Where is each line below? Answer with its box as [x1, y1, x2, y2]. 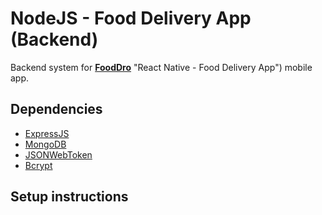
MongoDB [24, 138, 67, 150]
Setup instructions [10, 188, 129, 206]
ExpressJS [24, 127, 70, 139]
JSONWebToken [24, 148, 93, 161]
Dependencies [10, 101, 103, 118]
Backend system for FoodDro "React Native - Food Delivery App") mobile [10, 61, 313, 73]
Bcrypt [24, 159, 53, 171]
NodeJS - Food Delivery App [10, 7, 252, 30]
